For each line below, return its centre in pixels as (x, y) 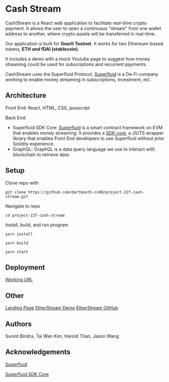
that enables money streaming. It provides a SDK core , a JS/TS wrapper (88, 133)
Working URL (19, 280)
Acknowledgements (38, 352)
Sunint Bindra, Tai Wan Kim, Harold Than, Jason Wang (62, 336)
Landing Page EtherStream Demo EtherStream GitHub (62, 308)
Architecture (26, 95)
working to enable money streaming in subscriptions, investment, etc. (78, 79)
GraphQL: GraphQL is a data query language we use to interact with (84, 149)
